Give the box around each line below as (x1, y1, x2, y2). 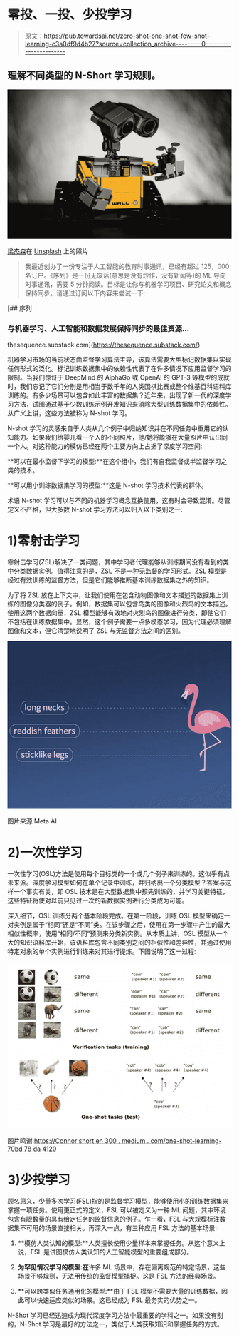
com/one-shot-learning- (150, 1136, 222, 1145)
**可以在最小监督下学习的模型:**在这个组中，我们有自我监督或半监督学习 (7, 457, 222, 465)
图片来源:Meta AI (7, 817, 57, 825)
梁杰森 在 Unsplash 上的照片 (7, 247, 89, 255)
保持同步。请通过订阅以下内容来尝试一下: (24, 289, 146, 298)
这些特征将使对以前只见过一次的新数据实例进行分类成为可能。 (7, 896, 188, 905)
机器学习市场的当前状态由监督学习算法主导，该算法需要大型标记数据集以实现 (7, 355, 232, 364)
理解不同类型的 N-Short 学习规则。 (7, 69, 161, 82)
